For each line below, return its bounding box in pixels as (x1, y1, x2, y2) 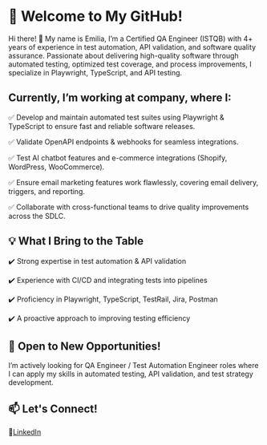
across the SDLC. (8, 211, 66, 220)
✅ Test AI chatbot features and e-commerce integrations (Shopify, (8, 152, 228, 163)
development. (8, 378, 54, 387)
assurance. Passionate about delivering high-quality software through (8, 51, 239, 60)
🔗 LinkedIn (8, 427, 42, 437)
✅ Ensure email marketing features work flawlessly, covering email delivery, (8, 177, 259, 187)
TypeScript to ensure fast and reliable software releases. (8, 121, 196, 131)
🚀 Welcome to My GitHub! (8, 7, 183, 26)
